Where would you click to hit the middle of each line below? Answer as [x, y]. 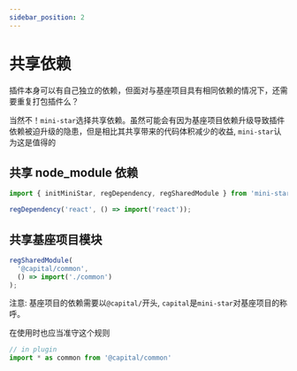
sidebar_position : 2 [47, 17]
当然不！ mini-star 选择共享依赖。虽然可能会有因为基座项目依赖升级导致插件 [147, 120]
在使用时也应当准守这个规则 [60, 333]
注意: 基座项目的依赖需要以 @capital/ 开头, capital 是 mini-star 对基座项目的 [145, 303]
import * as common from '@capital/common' [91, 358]
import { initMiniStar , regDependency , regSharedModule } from [128, 194]
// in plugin [33, 350]
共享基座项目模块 [56, 240]
